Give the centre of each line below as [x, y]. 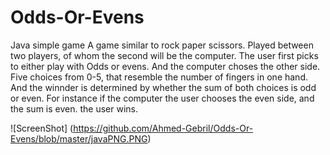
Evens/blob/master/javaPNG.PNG [79, 138]
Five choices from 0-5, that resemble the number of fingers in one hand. [159, 77]
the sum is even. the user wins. [74, 108]
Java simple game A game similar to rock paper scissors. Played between [162, 45]
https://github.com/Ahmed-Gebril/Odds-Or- [163, 128]
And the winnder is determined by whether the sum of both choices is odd [163, 87]
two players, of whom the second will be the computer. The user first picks [164, 55]
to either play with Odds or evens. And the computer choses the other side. [165, 66]
